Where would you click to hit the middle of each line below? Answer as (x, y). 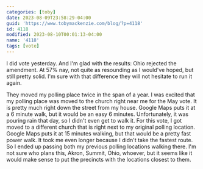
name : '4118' (23, 40)
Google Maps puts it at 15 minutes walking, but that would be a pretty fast (98, 133)
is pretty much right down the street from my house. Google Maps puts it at (101, 107)
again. (14, 82)
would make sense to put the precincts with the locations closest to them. (99, 159)
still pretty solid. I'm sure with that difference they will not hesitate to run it (99, 76)
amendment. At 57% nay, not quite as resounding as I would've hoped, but (100, 70)
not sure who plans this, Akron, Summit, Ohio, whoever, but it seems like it (99, 153)
